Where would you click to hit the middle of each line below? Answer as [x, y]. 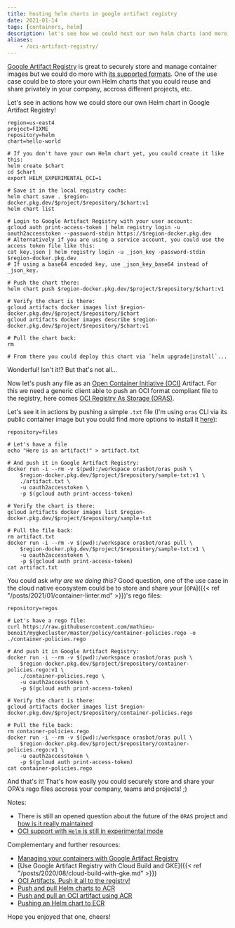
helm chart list [31, 209]
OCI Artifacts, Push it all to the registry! [74, 881]
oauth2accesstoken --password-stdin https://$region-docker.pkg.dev [109, 233]
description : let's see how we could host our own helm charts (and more [117, 33]
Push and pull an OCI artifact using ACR [75, 896]
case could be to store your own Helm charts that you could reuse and [109, 81]
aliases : [20, 40]
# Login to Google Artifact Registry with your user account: [100, 221]
